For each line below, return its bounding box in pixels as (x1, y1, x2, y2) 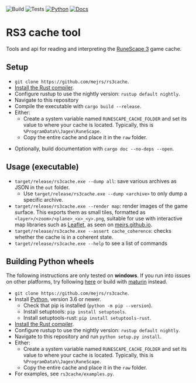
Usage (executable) (6, 162, 79, 172)
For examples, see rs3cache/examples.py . (14, 370, 115, 377)
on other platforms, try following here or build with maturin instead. (6, 278, 168, 285)
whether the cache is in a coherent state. (14, 233, 114, 240)
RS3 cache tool (6, 26, 81, 39)
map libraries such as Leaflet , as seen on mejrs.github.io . (14, 221, 153, 228)
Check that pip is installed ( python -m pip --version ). (23, 302, 153, 309)
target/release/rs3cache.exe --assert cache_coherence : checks (14, 227, 171, 234)
